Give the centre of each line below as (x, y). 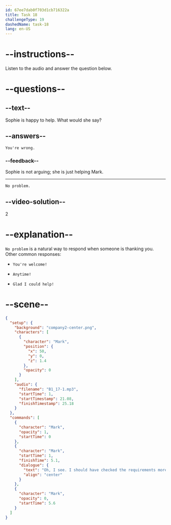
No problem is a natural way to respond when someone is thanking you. (80, 249)
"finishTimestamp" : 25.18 (46, 403)
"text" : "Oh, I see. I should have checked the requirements (90, 470)
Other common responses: (33, 254)
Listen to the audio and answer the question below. (59, 68)
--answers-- (25, 136)
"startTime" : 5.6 (37, 503)
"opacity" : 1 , (34, 432)
